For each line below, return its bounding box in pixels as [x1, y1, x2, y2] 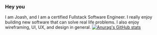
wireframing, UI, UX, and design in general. [5, 24, 91, 30]
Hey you [5, 3, 25, 10]
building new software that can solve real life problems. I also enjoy [5, 19, 140, 25]
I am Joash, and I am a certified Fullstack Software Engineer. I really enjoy [5, 14, 153, 20]
